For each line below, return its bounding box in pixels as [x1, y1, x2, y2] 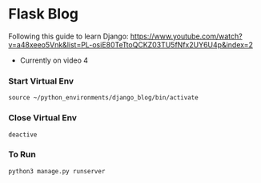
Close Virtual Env [8, 112, 78, 124]
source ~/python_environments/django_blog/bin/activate [8, 94, 199, 102]
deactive [8, 130, 38, 139]
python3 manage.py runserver [8, 167, 106, 175]
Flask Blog [8, 5, 78, 23]
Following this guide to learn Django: [8, 31, 129, 41]
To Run [8, 149, 36, 161]
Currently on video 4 [19, 55, 89, 65]
